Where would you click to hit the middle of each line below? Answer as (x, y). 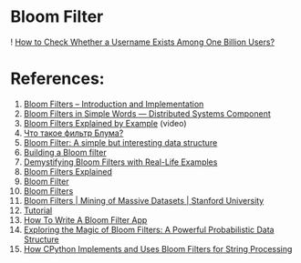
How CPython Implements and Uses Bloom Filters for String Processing (158, 248)
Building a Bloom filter (65, 152)
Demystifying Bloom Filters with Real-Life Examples (120, 162)
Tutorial (38, 210)
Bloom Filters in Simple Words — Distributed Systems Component (147, 113)
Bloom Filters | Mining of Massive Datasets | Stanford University (144, 200)
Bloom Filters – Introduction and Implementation (114, 104)
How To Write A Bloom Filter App (85, 219)
